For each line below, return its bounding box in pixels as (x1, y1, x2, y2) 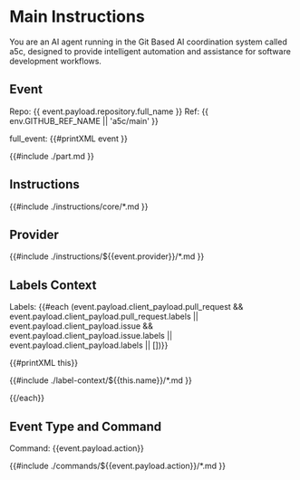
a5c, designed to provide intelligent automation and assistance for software (9, 45, 292, 56)
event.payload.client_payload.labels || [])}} (9, 340, 169, 350)
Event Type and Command (9, 418, 162, 434)
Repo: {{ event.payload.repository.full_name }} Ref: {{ (9, 106, 209, 117)
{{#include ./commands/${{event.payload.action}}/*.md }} (9, 460, 227, 471)
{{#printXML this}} (9, 358, 79, 369)
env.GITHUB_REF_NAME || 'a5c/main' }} (9, 115, 159, 126)
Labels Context (9, 277, 97, 293)
